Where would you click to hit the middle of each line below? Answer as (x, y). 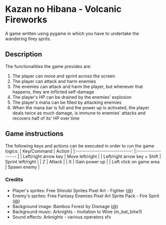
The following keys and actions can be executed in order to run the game (80, 146)
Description (24, 54)
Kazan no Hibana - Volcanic (63, 9)
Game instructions (34, 134)
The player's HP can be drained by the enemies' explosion (72, 97)
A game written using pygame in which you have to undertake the (72, 33)
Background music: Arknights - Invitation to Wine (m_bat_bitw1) (77, 212)
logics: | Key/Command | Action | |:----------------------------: (69, 151)
